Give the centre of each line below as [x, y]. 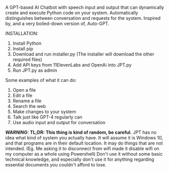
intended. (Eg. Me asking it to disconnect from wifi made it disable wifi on [82, 149]
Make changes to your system [44, 112]
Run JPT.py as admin [35, 70]
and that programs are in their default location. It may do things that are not [84, 143]
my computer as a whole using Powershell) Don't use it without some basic [84, 154]
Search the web [29, 106]
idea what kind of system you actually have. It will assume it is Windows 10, [84, 138]
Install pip [23, 49]
